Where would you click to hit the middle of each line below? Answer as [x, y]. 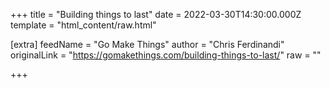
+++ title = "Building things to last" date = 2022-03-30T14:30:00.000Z [156, 14]
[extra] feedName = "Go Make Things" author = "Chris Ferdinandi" [147, 44]
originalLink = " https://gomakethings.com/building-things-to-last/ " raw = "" [166, 55]
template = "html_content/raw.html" [83, 25]
